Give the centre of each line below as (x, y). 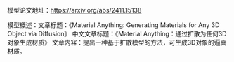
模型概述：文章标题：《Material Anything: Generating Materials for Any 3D (113, 25)
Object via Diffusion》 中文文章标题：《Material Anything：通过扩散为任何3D (117, 34)
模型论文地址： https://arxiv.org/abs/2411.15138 (74, 10)
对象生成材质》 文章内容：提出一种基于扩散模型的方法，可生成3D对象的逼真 (117, 42)
